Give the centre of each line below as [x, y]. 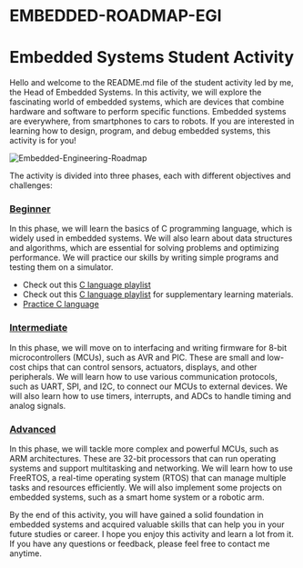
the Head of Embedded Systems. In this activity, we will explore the [136, 93]
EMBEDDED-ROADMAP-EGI [116, 16]
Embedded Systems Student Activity [151, 58]
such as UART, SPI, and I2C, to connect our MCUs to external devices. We [149, 386]
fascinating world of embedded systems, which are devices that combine [147, 102]
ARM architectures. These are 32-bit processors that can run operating [143, 459]
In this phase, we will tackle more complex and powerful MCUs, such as [144, 449]
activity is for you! [43, 141]
